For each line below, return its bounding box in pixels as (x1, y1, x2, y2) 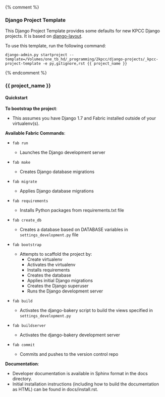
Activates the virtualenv (27, 262, 76, 268)
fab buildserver (12, 323, 46, 328)
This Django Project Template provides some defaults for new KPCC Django (5, 28, 160, 34)
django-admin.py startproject (5, 52, 68, 58)
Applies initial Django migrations (27, 278, 93, 284)
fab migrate (12, 179, 37, 185)
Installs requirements (27, 267, 70, 273)
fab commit (12, 343, 35, 348)
